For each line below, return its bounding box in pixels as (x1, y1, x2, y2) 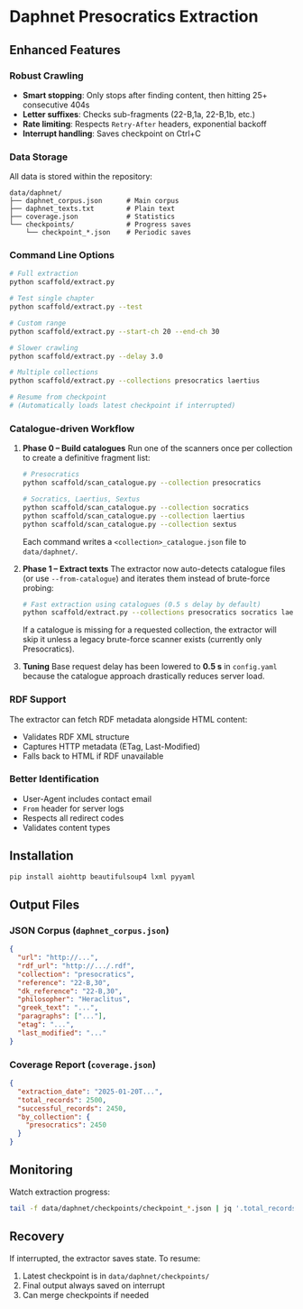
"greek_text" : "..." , (17, 1003, 99, 1012)
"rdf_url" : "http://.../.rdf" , (17, 961, 135, 971)
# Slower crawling (9, 343, 78, 353)
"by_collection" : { (17, 1112, 91, 1121)
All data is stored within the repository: (9, 171, 153, 182)
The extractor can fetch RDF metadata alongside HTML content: (9, 714, 248, 724)
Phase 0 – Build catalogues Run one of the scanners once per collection (22, 443, 293, 454)
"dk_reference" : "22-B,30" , (17, 986, 124, 996)
